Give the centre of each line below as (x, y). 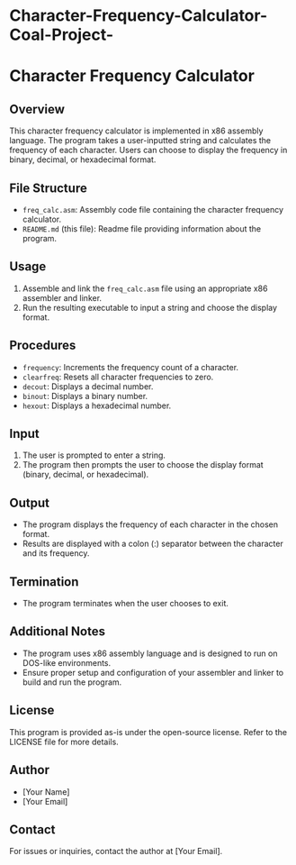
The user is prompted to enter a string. (94, 455)
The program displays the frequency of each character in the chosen (150, 524)
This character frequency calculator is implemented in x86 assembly (136, 131)
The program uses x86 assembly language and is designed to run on (150, 653)
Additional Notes (58, 632)
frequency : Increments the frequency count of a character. (130, 367)
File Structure (48, 188)
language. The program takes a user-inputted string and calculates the (140, 141)
